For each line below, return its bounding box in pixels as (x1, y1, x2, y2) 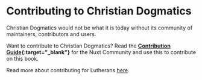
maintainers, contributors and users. (6, 30, 96, 37)
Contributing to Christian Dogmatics (6, 4, 192, 18)
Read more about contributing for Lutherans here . (6, 66, 130, 73)
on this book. (6, 55, 39, 62)
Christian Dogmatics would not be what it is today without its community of (6, 24, 193, 31)
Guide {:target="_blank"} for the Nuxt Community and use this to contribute (6, 48, 197, 55)
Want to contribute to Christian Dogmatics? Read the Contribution (6, 42, 171, 49)
